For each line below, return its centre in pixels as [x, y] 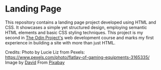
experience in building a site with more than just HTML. [60, 42]
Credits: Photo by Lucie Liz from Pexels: [45, 52]
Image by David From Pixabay [35, 62]
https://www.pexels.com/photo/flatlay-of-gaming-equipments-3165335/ [77, 57]
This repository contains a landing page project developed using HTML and [81, 22]
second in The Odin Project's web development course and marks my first [80, 38]
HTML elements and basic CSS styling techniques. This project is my [74, 32]
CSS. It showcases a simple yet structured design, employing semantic [76, 27]
